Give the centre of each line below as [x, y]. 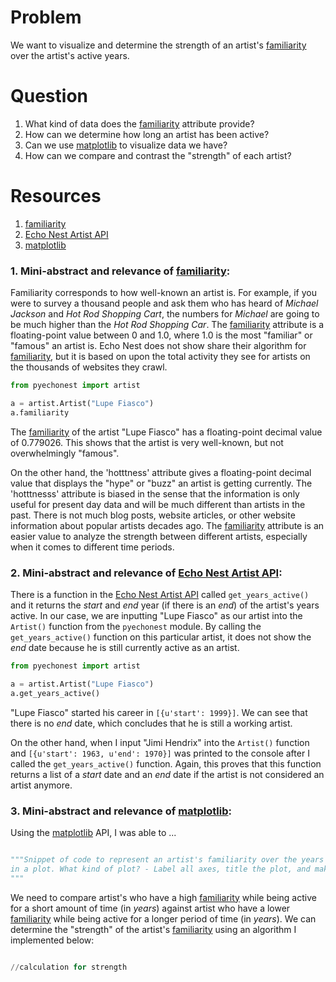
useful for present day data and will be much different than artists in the [158, 504]
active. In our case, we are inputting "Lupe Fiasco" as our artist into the [156, 616]
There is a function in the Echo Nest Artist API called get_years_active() [160, 595]
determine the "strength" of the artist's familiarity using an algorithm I [153, 929]
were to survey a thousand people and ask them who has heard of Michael [164, 303]
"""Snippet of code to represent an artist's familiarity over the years [167, 859]
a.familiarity [40, 412]
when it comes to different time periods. [92, 547]
